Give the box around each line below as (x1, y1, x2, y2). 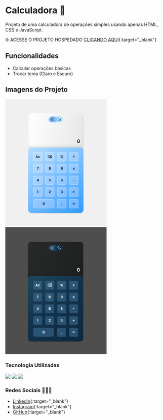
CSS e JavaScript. (5, 26, 43, 33)
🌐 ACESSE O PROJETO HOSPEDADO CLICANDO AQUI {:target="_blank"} (5, 37, 157, 43)
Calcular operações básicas (12, 65, 71, 71)
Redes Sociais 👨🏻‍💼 (5, 386, 52, 394)
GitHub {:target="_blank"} (12, 409, 66, 415)
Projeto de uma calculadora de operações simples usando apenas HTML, (5, 21, 158, 27)
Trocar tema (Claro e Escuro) (12, 71, 73, 77)
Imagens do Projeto (5, 85, 68, 94)
